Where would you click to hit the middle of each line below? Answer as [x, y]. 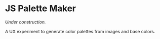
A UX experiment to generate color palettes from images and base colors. [80, 31]
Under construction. [25, 22]
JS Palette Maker [40, 9]
